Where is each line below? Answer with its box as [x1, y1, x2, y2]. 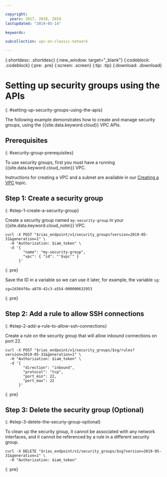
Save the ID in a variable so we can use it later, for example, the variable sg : [5, 277, 160, 283]
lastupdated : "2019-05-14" [5, 21, 61, 26]
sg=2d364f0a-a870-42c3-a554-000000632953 [5, 286, 93, 291]
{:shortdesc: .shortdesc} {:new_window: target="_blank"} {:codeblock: [5, 57, 151, 63]
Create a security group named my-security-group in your [5, 217, 124, 223]
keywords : [5, 30, 26, 35]
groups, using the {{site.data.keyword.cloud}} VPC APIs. [5, 122, 121, 128]
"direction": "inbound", [23, 365, 75, 370]
